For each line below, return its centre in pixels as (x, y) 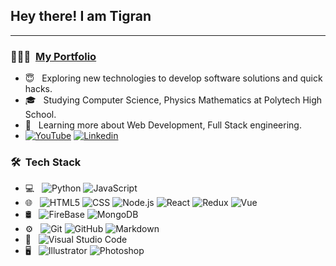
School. (40, 115)
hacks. (38, 89)
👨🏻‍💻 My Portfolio (53, 56)
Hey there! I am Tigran (81, 16)
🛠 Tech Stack (46, 162)
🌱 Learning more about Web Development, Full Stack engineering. (163, 125)
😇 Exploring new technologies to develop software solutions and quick (173, 78)
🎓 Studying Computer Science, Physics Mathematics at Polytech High (173, 100)
